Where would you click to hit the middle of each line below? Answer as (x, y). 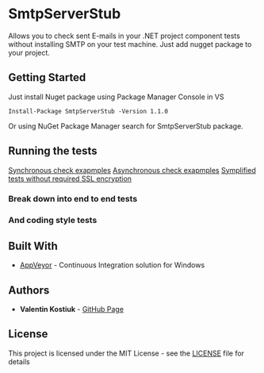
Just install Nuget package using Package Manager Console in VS (116, 97)
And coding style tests (53, 221)
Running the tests (53, 151)
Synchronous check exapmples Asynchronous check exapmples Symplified (132, 170)
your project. (29, 52)
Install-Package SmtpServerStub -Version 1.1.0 (88, 111)
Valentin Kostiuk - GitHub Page (72, 310)
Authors (29, 290)
